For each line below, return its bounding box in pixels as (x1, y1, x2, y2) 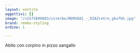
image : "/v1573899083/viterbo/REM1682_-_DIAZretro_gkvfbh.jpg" (5, 16, 136, 21)
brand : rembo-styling (5, 20, 49, 26)
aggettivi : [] (5, 12, 34, 16)
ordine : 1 (5, 25, 25, 30)
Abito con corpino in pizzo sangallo (5, 42, 76, 48)
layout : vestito (5, 7, 38, 12)
